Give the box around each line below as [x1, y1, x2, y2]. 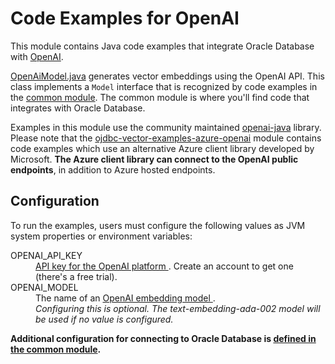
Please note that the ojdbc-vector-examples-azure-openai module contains [10, 132, 322, 144]
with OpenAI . [10, 50, 64, 62]
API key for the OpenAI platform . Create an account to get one [35, 260, 294, 272]
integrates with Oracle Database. [10, 102, 146, 114]
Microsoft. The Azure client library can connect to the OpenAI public [10, 153, 299, 165]
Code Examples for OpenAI [10, 7, 240, 30]
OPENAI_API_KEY [10, 249, 83, 261]
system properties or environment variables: [10, 230, 193, 242]
